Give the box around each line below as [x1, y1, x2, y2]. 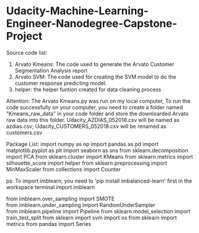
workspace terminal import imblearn [6, 183, 95, 191]
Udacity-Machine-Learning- [6, 4, 149, 18]
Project [6, 30, 43, 43]
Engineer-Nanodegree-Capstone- [6, 17, 178, 30]
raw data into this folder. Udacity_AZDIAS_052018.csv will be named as [6, 116, 180, 123]
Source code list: [6, 49, 48, 56]
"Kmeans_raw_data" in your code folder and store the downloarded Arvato [6, 110, 189, 117]
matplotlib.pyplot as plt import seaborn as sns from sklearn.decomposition [6, 147, 188, 154]
